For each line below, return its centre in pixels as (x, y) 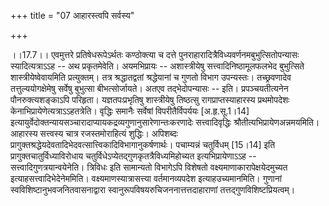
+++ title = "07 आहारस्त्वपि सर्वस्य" (72, 15)
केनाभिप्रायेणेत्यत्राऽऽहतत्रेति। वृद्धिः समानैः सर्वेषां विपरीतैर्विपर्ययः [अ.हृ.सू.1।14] (130, 111)
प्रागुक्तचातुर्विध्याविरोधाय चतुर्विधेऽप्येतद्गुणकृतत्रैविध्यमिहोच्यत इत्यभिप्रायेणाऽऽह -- (133, 156)
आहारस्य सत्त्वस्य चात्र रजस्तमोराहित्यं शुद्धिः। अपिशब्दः (94, 133)
